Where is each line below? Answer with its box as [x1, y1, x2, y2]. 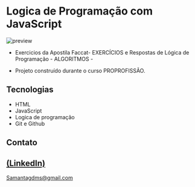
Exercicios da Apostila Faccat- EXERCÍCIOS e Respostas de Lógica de [14, 48, 190, 56]
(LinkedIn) [6, 158, 45, 168]
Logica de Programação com [6, 4, 153, 18]
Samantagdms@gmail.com [6, 174, 74, 181]
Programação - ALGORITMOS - [14, 55, 94, 62]
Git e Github [14, 120, 45, 127]
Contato [6, 137, 37, 148]
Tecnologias [6, 85, 54, 95]
